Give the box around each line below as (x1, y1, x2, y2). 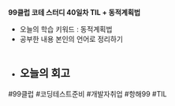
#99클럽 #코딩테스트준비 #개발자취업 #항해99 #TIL (8, 89, 167, 98)
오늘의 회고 (19, 66, 71, 80)
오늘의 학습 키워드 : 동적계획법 (19, 25, 113, 34)
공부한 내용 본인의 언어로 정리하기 (19, 35, 124, 44)
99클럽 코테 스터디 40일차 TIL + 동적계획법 (8, 8, 140, 17)
